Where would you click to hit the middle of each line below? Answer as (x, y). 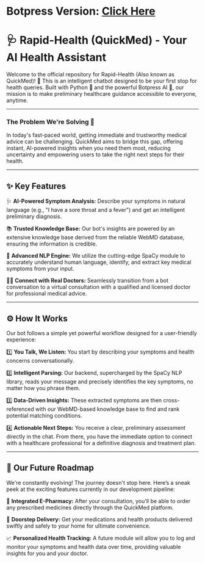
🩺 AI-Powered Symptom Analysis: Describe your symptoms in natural (96, 201)
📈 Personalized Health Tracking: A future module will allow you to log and (101, 538)
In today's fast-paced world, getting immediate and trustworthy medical (97, 135)
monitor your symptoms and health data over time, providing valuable (94, 547)
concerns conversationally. (40, 361)
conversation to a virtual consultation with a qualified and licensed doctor (99, 287)
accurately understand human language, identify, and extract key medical (99, 262)
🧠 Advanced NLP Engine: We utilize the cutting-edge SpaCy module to (96, 256)
